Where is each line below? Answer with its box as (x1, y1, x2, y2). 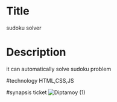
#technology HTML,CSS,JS (6, 77, 74, 84)
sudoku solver (6, 24, 42, 31)
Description (6, 45, 66, 59)
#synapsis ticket (6, 89, 47, 96)
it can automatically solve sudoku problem (6, 65, 112, 72)
